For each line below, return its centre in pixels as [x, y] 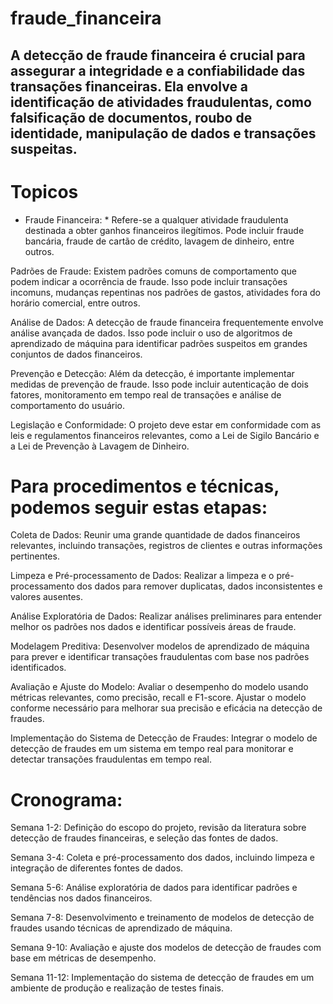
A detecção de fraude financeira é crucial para [158, 55]
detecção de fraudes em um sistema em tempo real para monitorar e [152, 749]
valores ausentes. [46, 597]
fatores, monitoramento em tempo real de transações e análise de [146, 394]
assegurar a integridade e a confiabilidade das [158, 70]
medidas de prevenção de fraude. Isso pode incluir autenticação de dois [159, 384]
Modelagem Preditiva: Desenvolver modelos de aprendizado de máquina [160, 646]
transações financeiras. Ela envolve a [129, 86]
